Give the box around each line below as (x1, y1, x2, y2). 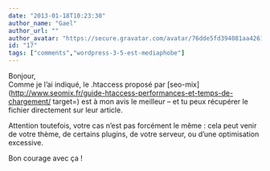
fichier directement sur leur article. (8, 105, 123, 115)
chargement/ (8, 97, 51, 106)
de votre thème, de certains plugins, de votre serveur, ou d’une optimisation (8, 129, 260, 139)
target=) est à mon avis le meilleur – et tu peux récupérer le (52, 97, 249, 106)
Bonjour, (8, 71, 36, 80)
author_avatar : (8, 34, 59, 43)
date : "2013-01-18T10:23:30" (8, 11, 106, 20)
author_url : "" (8, 26, 59, 35)
